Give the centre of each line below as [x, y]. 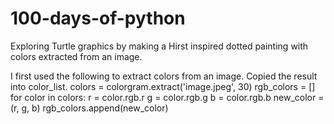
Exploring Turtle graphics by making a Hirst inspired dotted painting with [159, 46]
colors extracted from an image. [76, 56]
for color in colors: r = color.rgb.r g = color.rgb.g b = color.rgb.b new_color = [167, 97]
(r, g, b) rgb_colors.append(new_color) [89, 108]
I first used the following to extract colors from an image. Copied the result [164, 76]
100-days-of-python [98, 18]
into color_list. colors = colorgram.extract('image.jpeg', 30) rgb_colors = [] [163, 86]
